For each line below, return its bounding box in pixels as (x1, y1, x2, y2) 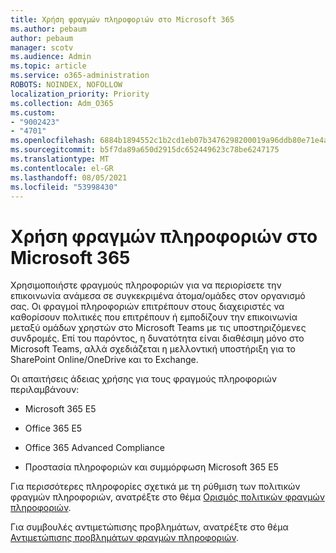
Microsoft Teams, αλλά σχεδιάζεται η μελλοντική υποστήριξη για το (10, 343, 296, 355)
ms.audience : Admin (10, 52, 92, 62)
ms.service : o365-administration (10, 71, 150, 81)
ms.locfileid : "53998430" (10, 182, 118, 192)
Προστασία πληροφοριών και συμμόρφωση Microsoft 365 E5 (24, 461, 279, 473)
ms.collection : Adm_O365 (10, 98, 114, 108)
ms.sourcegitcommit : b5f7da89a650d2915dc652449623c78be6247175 (10, 145, 280, 155)
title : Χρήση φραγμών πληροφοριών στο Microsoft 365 (10, 14, 235, 25)
